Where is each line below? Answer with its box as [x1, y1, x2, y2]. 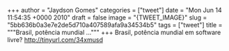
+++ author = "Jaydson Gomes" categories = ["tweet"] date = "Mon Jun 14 [7, 6, 222, 14]
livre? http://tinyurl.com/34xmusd [7, 36, 103, 44]
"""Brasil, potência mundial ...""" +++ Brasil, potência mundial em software [7, 28, 221, 36]
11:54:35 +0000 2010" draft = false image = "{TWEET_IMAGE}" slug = [7, 13, 207, 22]
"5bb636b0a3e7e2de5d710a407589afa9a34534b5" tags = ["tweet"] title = [7, 21, 223, 29]
